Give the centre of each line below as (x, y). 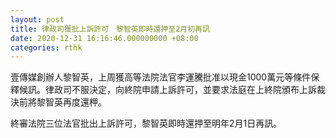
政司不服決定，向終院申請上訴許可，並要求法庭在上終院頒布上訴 (185, 90)
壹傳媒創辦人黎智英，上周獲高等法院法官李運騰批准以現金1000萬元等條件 (161, 77)
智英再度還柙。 (75, 102)
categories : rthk (46, 47)
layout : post (37, 19)
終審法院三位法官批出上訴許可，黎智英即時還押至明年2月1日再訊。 (146, 123)
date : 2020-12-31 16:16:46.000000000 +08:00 (104, 38)
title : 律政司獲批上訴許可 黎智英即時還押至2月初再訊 (110, 29)
